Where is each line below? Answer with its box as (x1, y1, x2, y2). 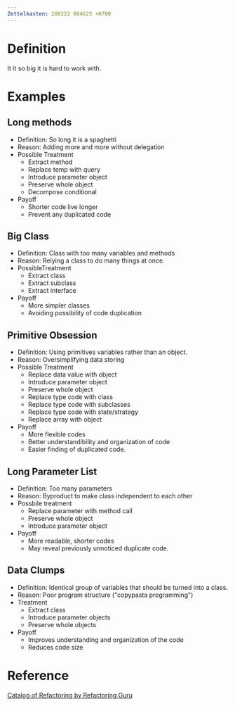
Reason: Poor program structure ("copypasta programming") (17, 591, 194, 599)
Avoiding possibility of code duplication (27, 309, 142, 317)
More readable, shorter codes (27, 536, 114, 545)
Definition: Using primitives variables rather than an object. (17, 348, 188, 356)
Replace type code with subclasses (27, 401, 131, 409)
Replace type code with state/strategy (27, 408, 139, 416)
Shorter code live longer (27, 202, 98, 211)
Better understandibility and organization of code (27, 438, 170, 446)
